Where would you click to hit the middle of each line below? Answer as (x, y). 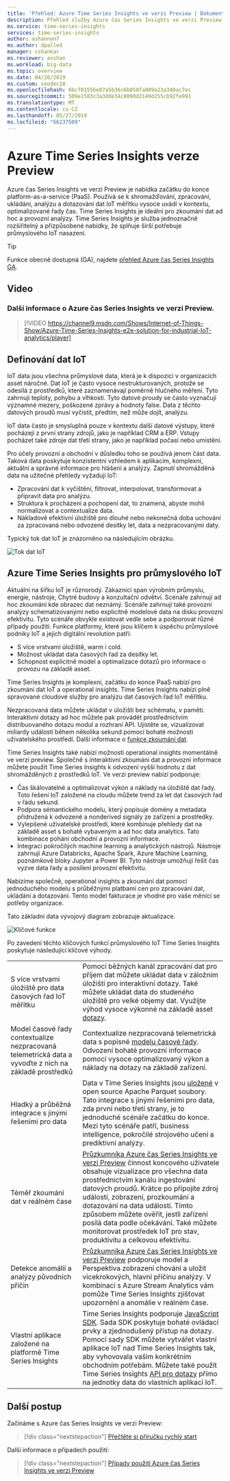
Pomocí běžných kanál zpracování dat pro (150, 966)
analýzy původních (41, 1276)
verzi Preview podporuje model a (135, 1259)
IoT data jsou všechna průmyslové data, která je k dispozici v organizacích (112, 375)
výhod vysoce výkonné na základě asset (148, 1009)
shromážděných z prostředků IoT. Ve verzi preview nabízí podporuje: (104, 774)
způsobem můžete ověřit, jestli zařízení (145, 1214)
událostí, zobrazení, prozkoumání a (138, 1197)
